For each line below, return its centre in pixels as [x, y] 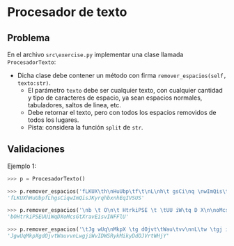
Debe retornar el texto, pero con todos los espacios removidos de [122, 113]
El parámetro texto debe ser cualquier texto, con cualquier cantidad [125, 90]
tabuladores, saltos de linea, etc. [75, 105]
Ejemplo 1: [22, 166]
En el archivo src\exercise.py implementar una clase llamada [95, 54]
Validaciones [36, 149]
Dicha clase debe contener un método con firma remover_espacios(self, [122, 75]
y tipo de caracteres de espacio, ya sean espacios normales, [115, 98]
